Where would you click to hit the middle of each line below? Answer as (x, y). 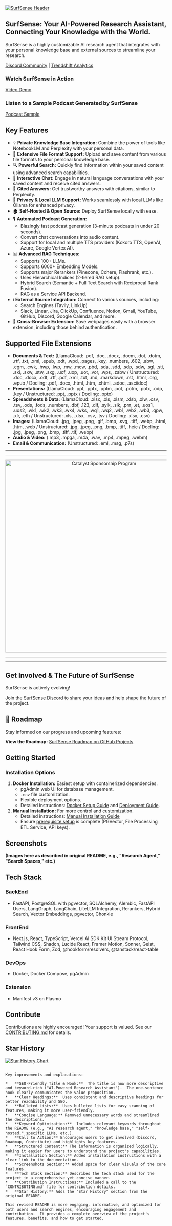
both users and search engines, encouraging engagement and (71, 1210)
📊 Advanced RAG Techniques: (46, 254)
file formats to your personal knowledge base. (61, 160)
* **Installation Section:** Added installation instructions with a (83, 1156)
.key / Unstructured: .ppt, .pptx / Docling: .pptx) (63, 394)
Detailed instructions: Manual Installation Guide (70, 816)
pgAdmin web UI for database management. (67, 789)
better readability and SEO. (36, 1102)
